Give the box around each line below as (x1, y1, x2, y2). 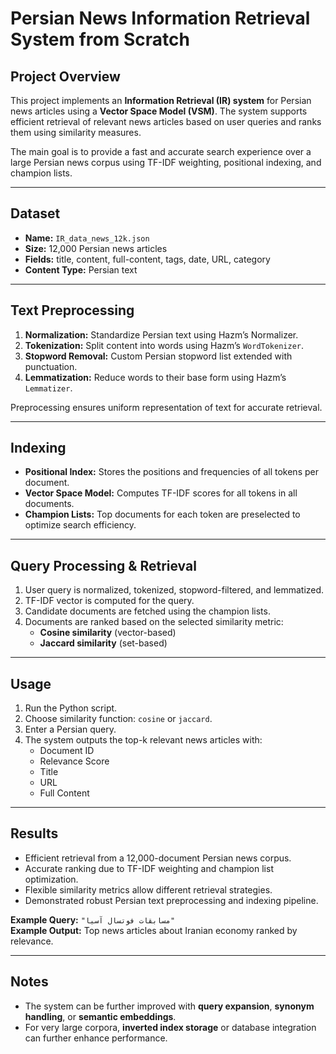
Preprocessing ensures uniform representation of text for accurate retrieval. (10, 401, 323, 413)
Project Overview (10, 68, 121, 85)
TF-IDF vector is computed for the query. (24, 595, 195, 607)
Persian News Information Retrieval (10, 7, 311, 30)
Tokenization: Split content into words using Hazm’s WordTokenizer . (24, 339, 305, 351)
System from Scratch (10, 28, 190, 51)
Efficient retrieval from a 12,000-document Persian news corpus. (24, 852, 292, 864)
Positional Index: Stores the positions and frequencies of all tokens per (24, 466, 319, 478)
